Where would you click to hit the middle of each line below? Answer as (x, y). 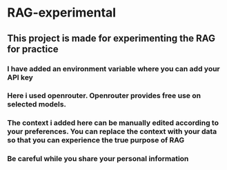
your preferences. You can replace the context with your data (112, 131)
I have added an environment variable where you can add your (114, 68)
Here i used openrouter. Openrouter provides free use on (104, 96)
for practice (33, 49)
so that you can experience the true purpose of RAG (96, 140)
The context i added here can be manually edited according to (113, 123)
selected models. (37, 104)
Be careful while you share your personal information (98, 159)
